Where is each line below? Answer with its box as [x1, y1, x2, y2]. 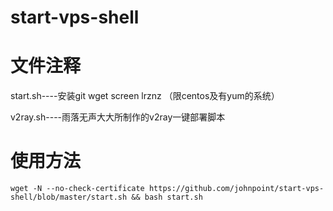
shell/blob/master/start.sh [10, 192, 128, 203]
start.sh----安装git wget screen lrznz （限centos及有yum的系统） [10, 90, 280, 102]
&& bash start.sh [131, 192, 203, 203]
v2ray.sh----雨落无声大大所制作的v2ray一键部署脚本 [10, 111, 226, 123]
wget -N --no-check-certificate [10, 184, 145, 194]
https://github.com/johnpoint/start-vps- [148, 184, 325, 194]
